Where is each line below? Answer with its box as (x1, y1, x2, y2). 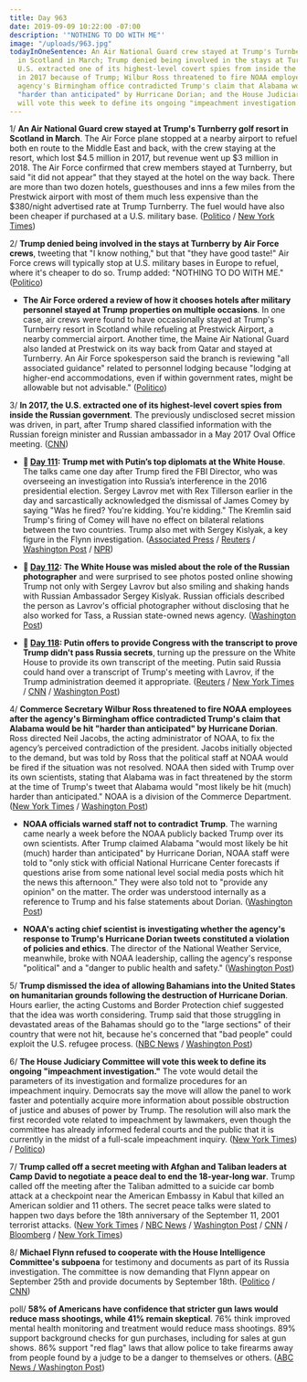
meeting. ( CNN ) (9, 439, 69, 450)
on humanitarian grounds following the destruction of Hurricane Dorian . (9, 990, 288, 1001)
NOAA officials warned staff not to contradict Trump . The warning (22, 819, 278, 830)
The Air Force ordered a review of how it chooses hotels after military (22, 294, 291, 306)
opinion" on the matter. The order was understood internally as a (22, 887, 267, 898)
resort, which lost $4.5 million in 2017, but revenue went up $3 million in (9, 153, 279, 164)
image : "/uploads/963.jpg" (9, 38, 112, 48)
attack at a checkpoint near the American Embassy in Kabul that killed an (9, 1190, 285, 1202)
